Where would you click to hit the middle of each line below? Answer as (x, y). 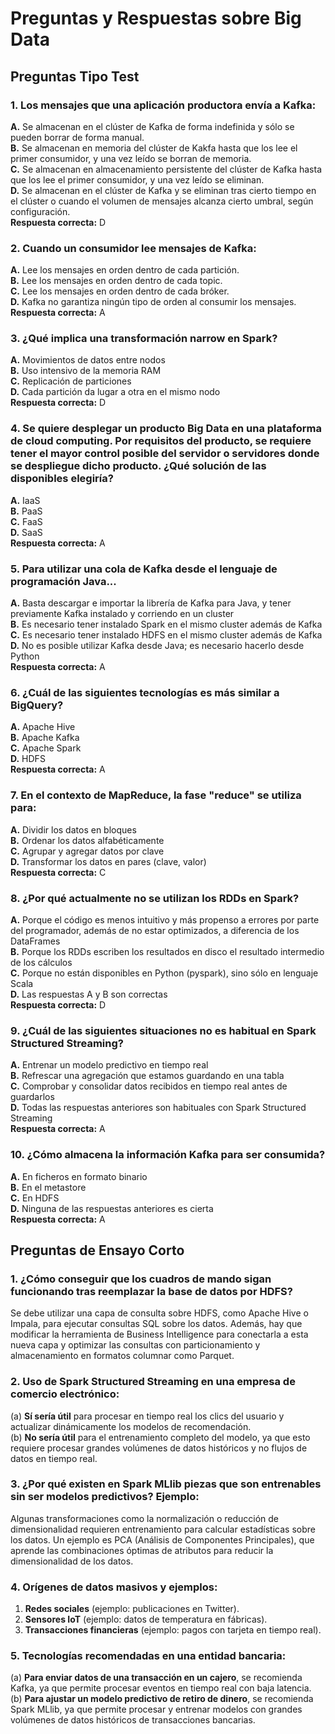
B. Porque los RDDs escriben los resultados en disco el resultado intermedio (167, 951)
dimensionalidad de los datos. (72, 1561)
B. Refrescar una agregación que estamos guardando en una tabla (147, 1076)
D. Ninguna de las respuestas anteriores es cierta (112, 1208)
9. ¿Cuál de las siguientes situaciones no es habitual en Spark (163, 1030)
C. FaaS (26, 521)
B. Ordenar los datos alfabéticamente (87, 840)
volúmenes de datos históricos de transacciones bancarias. (133, 1720)
